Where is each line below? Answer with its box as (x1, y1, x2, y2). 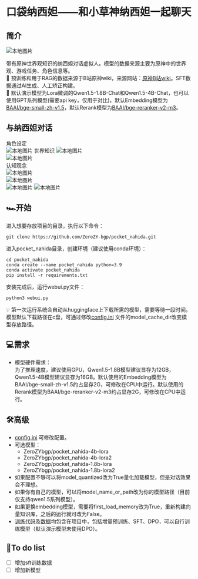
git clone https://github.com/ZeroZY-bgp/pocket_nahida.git (6, 234, 157, 240)
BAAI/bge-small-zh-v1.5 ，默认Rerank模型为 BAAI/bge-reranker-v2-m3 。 (6, 104, 182, 111)
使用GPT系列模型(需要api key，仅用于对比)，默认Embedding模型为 (6, 97, 169, 104)
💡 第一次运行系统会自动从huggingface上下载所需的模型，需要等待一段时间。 (6, 306, 191, 313)
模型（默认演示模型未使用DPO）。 (19, 525, 101, 532)
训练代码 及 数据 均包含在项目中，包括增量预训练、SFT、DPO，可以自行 (14, 518, 185, 525)
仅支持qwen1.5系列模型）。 (14, 496, 79, 503)
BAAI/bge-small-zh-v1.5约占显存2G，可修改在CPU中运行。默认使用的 (14, 381, 184, 388)
